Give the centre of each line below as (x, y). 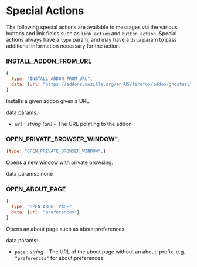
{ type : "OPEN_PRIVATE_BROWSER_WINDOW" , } (56, 151)
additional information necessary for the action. (63, 46)
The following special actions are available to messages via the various (92, 27)
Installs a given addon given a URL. (48, 101)
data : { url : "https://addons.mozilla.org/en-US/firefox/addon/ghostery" (102, 84)
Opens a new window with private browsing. (60, 162)
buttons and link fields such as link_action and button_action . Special (91, 33)
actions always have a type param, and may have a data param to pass (91, 39)
